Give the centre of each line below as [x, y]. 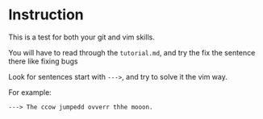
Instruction [46, 15]
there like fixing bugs [43, 61]
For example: [30, 92]
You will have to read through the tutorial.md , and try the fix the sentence [132, 52]
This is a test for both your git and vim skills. [81, 37]
